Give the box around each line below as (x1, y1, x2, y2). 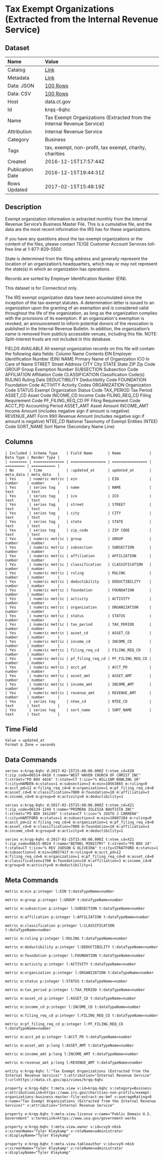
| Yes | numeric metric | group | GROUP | (5, 536, 152, 541)
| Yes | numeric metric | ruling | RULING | (5, 570, 152, 575)
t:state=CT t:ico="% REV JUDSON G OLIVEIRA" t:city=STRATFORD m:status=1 (5, 845, 159, 851)
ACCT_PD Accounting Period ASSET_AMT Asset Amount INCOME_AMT (5, 403, 149, 409)
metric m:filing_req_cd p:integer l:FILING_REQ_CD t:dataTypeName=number (5, 1013, 159, 1018)
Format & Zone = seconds (5, 742, 56, 747)
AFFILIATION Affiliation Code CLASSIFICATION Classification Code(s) (5, 371, 145, 377)
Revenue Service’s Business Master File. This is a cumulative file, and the (5, 221, 152, 227)
